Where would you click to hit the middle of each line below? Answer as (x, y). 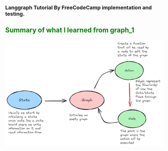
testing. (15, 14)
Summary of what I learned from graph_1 (70, 30)
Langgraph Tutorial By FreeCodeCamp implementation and (78, 8)
